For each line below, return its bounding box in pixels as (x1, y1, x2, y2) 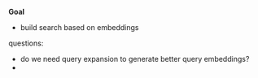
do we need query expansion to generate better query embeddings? (20, 54, 250, 63)
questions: (8, 38, 44, 48)
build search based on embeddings (20, 23, 139, 32)
